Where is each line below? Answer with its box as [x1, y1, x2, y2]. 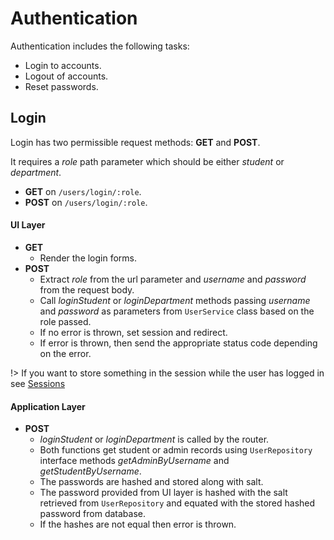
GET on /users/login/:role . [24, 185, 142, 197]
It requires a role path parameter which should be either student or [10, 155, 285, 167]
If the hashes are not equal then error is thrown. [39, 518, 237, 531]
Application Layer [10, 400, 86, 412]
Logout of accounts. [24, 70, 109, 82]
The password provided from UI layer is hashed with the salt [39, 487, 288, 499]
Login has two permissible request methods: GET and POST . [10, 136, 261, 148]
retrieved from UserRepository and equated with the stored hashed [39, 497, 316, 509]
